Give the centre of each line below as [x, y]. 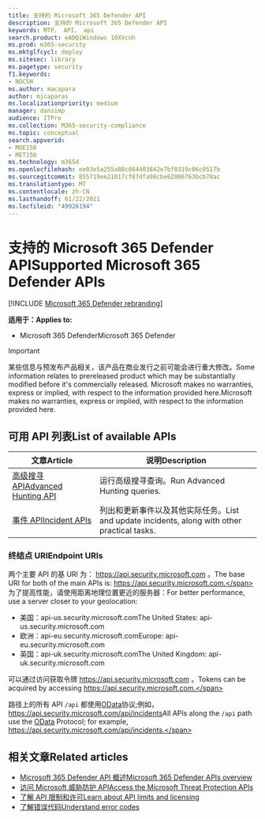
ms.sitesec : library [42, 60]
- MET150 [22, 155]
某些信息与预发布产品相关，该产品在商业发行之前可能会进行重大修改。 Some [131, 367]
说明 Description [176, 461]
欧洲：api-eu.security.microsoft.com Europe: [91, 636]
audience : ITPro [35, 118]
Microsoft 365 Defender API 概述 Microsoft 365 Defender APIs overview [136, 777]
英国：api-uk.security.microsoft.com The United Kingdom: [113, 654]
